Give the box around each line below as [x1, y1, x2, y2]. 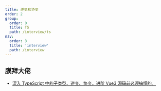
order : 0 [9, 20, 27, 26]
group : [5, 16, 18, 21]
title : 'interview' [9, 43, 49, 48]
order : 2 [5, 12, 23, 16]
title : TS [9, 25, 29, 30]
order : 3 [9, 39, 27, 44]
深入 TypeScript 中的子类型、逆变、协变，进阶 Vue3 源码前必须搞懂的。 [12, 80, 156, 86]
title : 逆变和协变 [5, 7, 39, 12]
